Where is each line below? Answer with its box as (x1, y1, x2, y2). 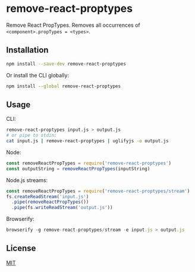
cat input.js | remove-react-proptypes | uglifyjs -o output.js (6, 138, 169, 144)
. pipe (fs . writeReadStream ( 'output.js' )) (11, 205, 113, 211)
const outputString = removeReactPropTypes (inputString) (6, 165, 150, 171)
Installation (6, 45, 49, 55)
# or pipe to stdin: (6, 133, 58, 139)
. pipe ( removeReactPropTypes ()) (11, 199, 89, 205)
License (6, 243, 36, 254)
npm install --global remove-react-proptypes (6, 83, 121, 89)
